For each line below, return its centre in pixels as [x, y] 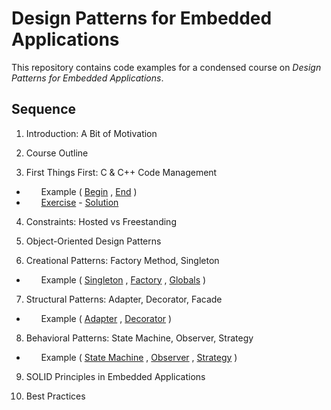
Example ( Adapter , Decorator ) [106, 318]
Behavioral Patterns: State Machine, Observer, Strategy [139, 338]
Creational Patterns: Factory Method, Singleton [122, 260]
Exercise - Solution [79, 202]
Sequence [44, 109]
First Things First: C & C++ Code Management [121, 172]
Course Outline [57, 153]
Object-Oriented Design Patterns [93, 241]
